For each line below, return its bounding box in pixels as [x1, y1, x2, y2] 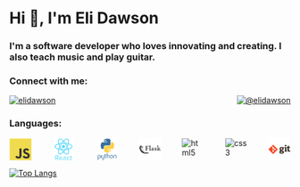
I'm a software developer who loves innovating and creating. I [9, 40, 282, 53]
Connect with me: [9, 75, 88, 87]
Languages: [9, 118, 62, 130]
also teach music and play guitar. [9, 51, 156, 63]
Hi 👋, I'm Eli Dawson [9, 8, 159, 28]
